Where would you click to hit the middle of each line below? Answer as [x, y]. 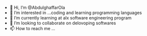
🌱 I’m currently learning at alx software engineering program [71, 18]
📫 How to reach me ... [32, 28]
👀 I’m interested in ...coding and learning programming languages [76, 13]
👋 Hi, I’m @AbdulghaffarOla [37, 8]
